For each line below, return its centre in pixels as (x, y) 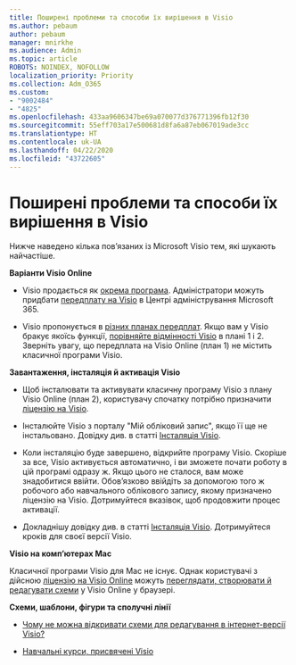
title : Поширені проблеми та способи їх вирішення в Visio (121, 17)
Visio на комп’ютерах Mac (61, 553)
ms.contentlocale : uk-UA (55, 142)
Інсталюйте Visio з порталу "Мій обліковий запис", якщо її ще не (144, 426)
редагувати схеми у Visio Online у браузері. (92, 590)
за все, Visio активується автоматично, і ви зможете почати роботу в (155, 462)
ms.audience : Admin (45, 51)
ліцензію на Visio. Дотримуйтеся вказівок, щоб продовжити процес (151, 500)
